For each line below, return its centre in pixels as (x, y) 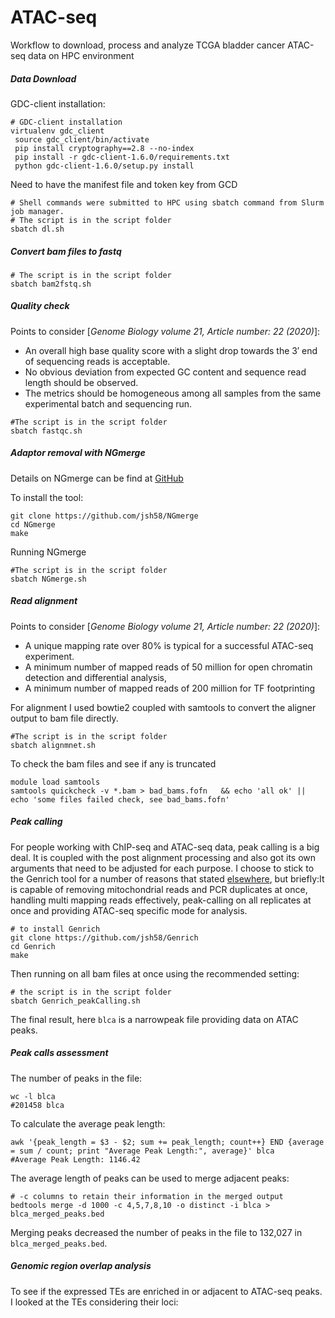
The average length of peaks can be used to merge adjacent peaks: (150, 1178)
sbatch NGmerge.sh (48, 579)
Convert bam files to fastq (66, 251)
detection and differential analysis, (96, 677)
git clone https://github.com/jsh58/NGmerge (104, 516)
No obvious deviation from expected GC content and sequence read (165, 372)
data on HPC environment (81, 55)
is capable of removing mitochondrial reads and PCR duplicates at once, (159, 889)
